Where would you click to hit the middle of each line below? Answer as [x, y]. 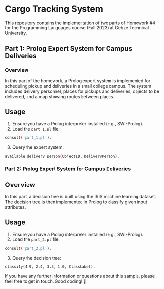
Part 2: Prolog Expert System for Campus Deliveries [68, 169]
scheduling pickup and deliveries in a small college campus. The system [78, 86]
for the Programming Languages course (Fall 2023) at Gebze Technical [77, 27]
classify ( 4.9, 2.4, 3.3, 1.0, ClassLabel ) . [50, 267]
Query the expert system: [38, 147]
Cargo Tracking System [54, 9]
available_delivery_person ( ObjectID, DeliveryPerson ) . [62, 156]
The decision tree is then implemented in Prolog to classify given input [76, 202]
